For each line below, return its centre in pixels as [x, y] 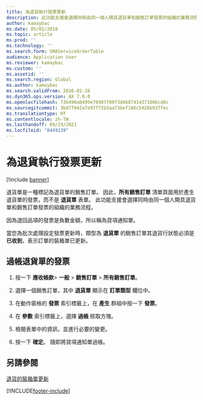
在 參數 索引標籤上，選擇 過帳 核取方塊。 [66, 316]
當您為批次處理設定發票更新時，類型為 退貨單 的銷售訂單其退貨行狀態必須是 [100, 233]
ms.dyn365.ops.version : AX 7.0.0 [48, 97]
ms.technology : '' [29, 46]
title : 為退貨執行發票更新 [36, 12]
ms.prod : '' [21, 40]
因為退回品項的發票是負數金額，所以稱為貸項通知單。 [72, 220]
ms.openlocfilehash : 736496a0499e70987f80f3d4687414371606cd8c [88, 102]
